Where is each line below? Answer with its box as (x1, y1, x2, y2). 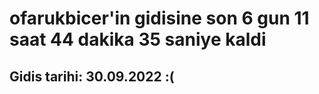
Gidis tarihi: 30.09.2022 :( (9, 68, 175, 85)
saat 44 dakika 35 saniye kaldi (9, 28, 267, 51)
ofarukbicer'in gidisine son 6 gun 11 (9, 7, 310, 30)
